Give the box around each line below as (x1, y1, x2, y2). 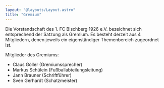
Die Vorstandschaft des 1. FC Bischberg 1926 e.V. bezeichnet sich (5, 26, 142, 32)
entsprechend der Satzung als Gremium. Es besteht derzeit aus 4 (5, 31, 141, 37)
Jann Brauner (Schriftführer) (12, 72, 72, 78)
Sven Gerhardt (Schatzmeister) (12, 77, 78, 83)
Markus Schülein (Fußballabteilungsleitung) (12, 66, 103, 73)
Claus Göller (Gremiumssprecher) (12, 61, 83, 67)
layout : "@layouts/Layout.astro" (5, 7, 76, 13)
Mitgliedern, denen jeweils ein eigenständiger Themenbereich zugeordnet (5, 36, 159, 43)
